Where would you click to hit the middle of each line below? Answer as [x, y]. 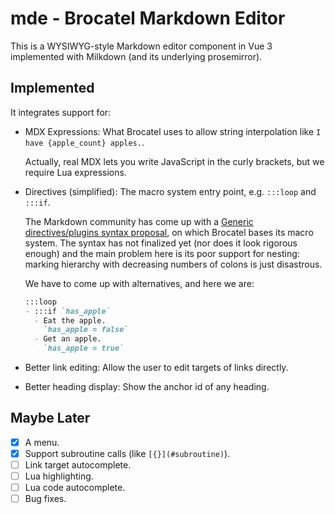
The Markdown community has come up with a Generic [139, 221]
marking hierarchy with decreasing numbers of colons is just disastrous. [173, 264]
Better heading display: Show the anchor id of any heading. [147, 386]
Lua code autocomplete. [75, 488]
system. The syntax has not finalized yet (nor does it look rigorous [161, 243]
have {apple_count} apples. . [84, 142]
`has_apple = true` [84, 348]
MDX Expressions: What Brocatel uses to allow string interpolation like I [173, 131]
